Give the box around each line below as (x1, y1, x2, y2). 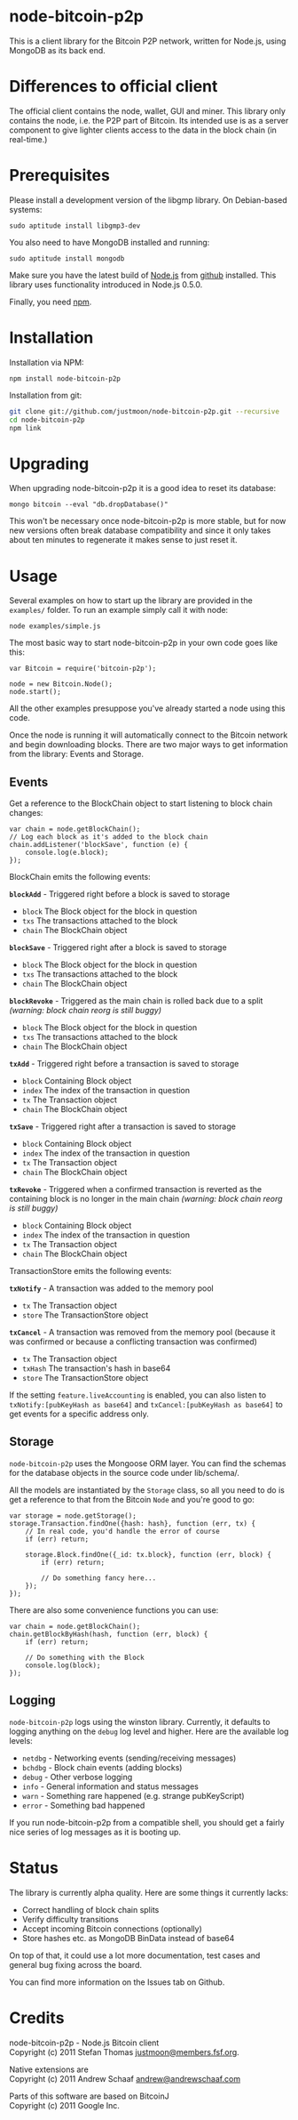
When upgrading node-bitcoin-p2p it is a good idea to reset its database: (9, 483, 277, 494)
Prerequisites (9, 165, 111, 186)
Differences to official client (9, 77, 218, 97)
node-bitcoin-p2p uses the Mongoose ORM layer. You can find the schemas (9, 1457, 286, 1469)
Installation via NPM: (9, 357, 84, 367)
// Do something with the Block (25, 1653, 145, 1662)
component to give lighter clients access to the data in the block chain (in (9, 125, 278, 135)
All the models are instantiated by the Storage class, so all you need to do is (9, 1484, 286, 1495)
